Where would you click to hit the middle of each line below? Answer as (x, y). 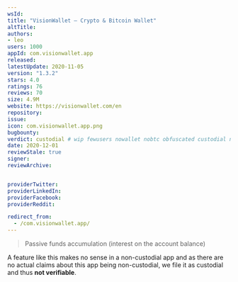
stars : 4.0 (23, 80)
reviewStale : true (34, 152)
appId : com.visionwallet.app (50, 54)
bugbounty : (23, 132)
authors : (20, 34)
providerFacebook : (34, 198)
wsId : (15, 14)
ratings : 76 (25, 86)
